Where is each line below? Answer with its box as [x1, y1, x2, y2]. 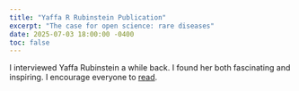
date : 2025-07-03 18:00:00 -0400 [9, 29, 135, 38]
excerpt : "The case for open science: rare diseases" [9, 21, 215, 30]
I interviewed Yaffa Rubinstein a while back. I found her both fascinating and [9, 62, 291, 73]
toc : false [9, 37, 50, 47]
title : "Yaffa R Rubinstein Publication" [9, 12, 167, 22]
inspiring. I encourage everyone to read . [9, 72, 158, 83]
